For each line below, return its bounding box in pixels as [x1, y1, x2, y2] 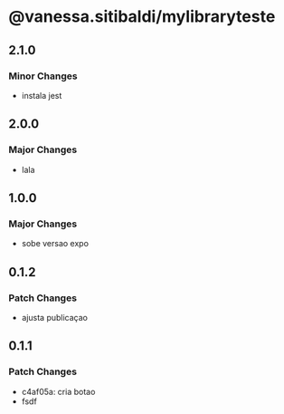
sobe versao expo [21, 238, 90, 249]
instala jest [21, 90, 62, 101]
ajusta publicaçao [21, 312, 88, 323]
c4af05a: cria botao [21, 386, 96, 397]
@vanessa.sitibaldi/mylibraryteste [8, 6, 276, 27]
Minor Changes [8, 70, 78, 82]
